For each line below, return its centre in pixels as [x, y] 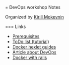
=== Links [16, 26]
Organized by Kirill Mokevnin [34, 17]
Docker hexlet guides [34, 47]
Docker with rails [30, 57]
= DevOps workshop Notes [33, 7]
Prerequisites [26, 36]
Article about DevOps [34, 52]
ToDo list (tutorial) [31, 41]
